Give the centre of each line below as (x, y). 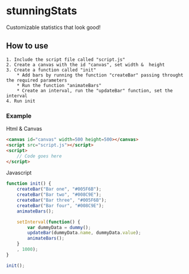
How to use (27, 46)
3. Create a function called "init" (51, 70)
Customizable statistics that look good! (53, 27)
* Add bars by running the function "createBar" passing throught (100, 75)
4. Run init (21, 101)
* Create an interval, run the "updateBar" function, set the (95, 91)
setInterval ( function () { (49, 222)
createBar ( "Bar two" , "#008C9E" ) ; (59, 195)
